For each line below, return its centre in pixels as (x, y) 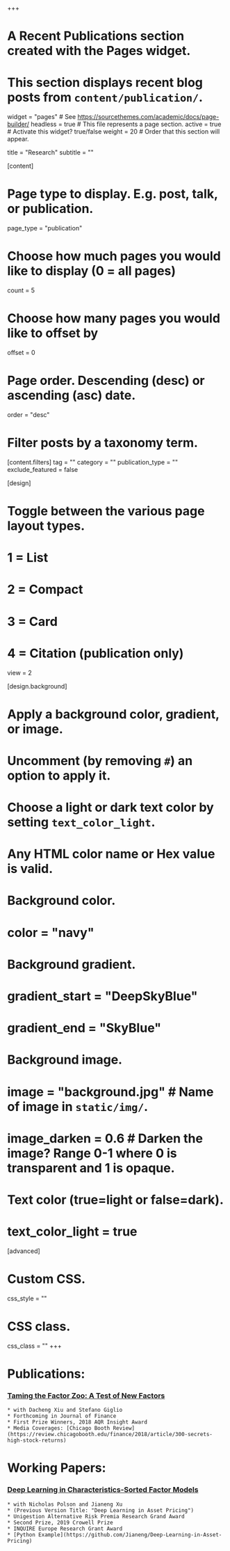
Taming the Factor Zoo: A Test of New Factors (86, 1395)
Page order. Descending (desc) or (106, 381)
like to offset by (53, 333)
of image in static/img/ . (77, 1107)
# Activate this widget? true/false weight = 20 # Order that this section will (114, 132)
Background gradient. (72, 964)
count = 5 (21, 290)
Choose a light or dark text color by (110, 808)
